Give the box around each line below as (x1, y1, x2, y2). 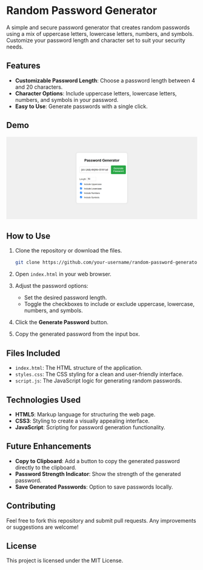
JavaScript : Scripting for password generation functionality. (15, 423, 165, 431)
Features (6, 61, 41, 71)
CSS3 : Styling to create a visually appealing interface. (15, 417, 150, 424)
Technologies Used (6, 395, 81, 405)
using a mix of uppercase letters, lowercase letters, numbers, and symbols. (6, 30, 194, 37)
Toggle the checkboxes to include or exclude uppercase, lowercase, (24, 300, 195, 308)
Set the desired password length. (24, 294, 107, 301)
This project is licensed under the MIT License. (6, 557, 124, 565)
